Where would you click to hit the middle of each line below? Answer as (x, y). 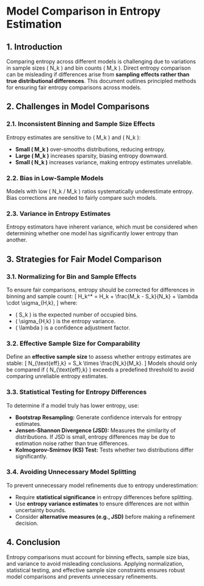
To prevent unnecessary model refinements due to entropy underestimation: (102, 485)
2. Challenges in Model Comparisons (78, 107)
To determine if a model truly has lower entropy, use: (73, 405)
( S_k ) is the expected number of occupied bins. (76, 314)
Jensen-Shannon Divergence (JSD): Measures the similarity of (95, 430)
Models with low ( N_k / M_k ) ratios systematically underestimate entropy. (100, 191)
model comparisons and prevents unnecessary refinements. (82, 576)
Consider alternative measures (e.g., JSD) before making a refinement (105, 516)
